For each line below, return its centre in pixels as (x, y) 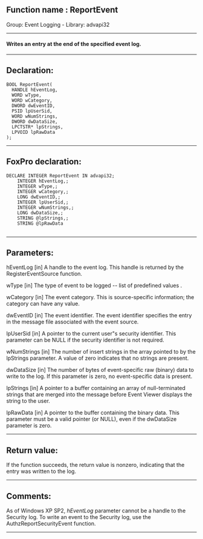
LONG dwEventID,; (39, 197)
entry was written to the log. (41, 471)
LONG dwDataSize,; (40, 213)
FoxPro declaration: (44, 162)
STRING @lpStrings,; (43, 218)
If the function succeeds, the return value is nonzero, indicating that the (95, 465)
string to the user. (28, 401)
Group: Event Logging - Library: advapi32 (58, 24)
